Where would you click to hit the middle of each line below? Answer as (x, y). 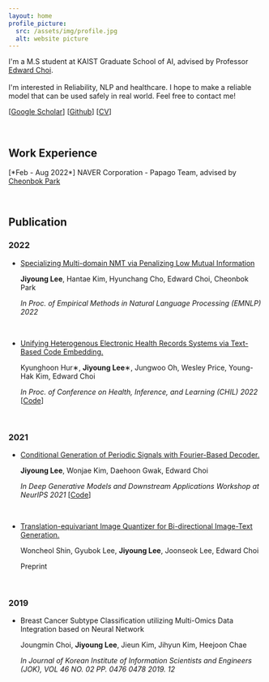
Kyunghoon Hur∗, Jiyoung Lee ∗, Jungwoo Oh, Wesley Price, (123, 367)
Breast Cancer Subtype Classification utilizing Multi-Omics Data (126, 620)
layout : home (30, 16)
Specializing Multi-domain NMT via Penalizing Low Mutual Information (137, 263)
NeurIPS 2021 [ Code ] (56, 495)
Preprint (34, 566)
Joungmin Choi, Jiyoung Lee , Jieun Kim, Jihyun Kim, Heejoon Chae (133, 645)
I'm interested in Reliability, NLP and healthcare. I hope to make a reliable (130, 88)
